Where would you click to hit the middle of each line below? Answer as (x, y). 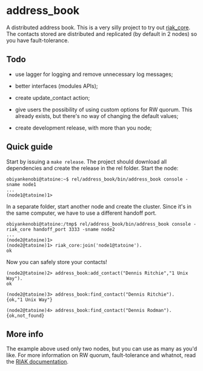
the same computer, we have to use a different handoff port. (82, 213)
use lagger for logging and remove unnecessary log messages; (94, 74)
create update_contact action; (52, 97)
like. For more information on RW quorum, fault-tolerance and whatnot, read (101, 355)
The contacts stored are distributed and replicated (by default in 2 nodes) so (102, 33)
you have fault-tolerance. (38, 40)
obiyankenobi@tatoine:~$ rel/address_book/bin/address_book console (95, 179)
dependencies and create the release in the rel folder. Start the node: (92, 168)
